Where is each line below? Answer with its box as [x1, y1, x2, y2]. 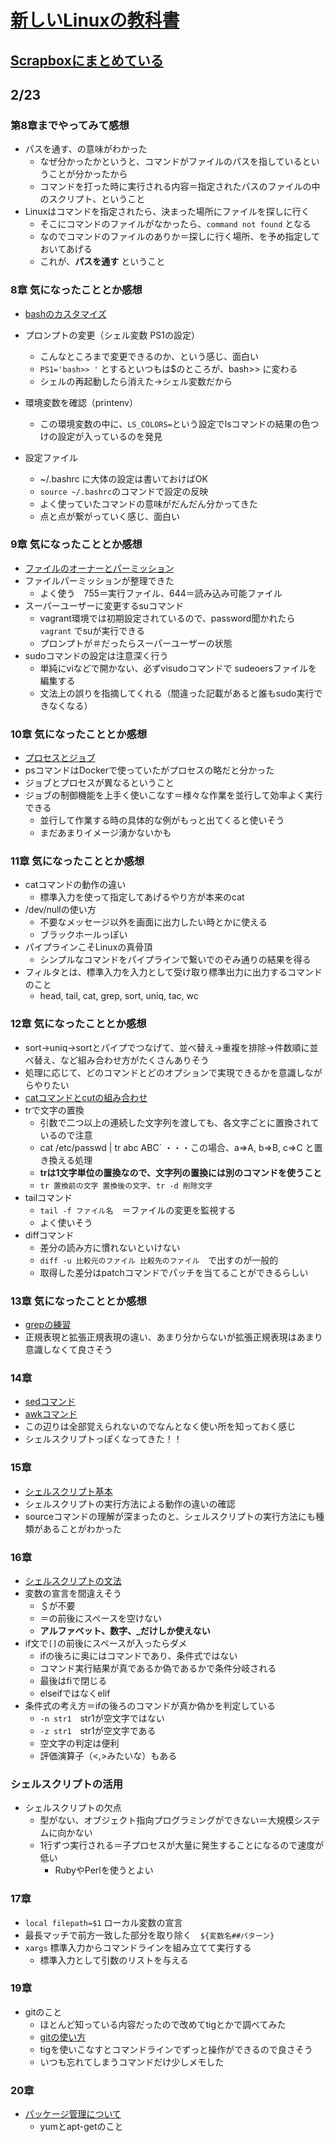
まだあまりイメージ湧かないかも [39, 827, 172, 839]
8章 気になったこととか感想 [10, 283, 143, 297]
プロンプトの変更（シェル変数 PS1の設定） [24, 329, 200, 341]
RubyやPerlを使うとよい [54, 1864, 154, 1876]
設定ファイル [24, 451, 78, 463]
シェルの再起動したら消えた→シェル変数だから [39, 375, 233, 387]
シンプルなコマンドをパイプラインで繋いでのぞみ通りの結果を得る [39, 954, 312, 966]
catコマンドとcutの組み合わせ [24, 1091, 148, 1103]
